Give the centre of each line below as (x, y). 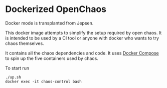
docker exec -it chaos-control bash (43, 81)
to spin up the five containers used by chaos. (52, 58)
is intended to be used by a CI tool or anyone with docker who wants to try (82, 38)
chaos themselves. (25, 43)
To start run (17, 68)
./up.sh (13, 77)
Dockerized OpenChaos (56, 9)
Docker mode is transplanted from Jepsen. (49, 23)
